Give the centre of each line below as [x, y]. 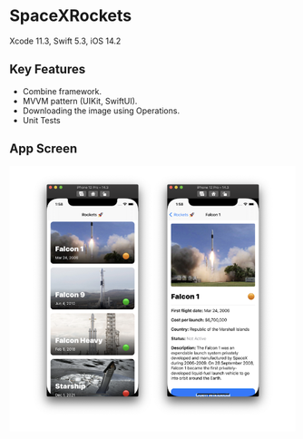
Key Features [48, 69]
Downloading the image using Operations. [101, 111]
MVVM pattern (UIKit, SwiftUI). [80, 101]
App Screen [44, 149]
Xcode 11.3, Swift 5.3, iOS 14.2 [65, 41]
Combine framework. [62, 91]
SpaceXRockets [71, 16]
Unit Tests [41, 120]
